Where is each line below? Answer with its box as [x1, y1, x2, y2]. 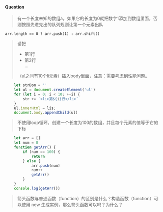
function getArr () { [14, 145, 56, 150]
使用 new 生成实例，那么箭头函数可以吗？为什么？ [21, 202, 123, 208]
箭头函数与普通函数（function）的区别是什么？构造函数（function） [17, 195, 154, 201]
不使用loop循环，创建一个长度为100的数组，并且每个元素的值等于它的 [17, 120, 158, 125]
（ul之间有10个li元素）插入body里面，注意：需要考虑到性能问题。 [17, 73, 150, 79]
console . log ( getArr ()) [14, 186, 60, 191]
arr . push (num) [31, 163, 60, 168]
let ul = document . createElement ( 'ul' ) [14, 88, 96, 92]
